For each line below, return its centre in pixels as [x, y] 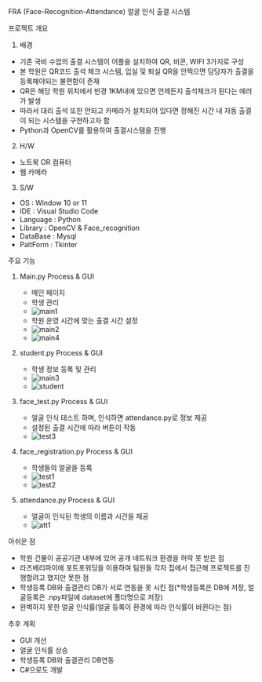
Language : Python [50, 219]
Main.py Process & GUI [56, 276]
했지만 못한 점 [68, 578]
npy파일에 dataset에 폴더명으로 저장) [106, 597]
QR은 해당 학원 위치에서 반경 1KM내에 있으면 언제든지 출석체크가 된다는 [128, 91]
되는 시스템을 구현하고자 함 [69, 120]
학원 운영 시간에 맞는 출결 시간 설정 [85, 321]
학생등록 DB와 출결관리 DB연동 [67, 660]
